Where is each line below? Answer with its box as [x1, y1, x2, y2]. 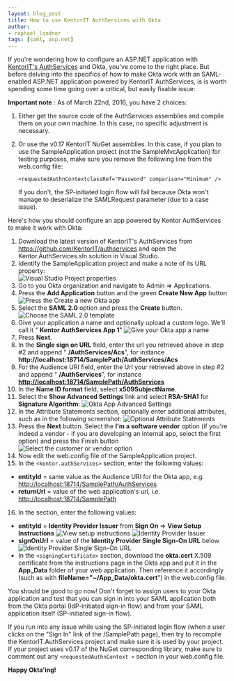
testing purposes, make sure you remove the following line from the [17, 155, 212, 164]
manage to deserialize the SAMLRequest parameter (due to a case [17, 196, 209, 204]
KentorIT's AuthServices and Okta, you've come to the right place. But [8, 63, 210, 71]
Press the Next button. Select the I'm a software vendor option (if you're [17, 422, 228, 430]
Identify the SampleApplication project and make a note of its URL [17, 259, 208, 268]
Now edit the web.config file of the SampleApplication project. [17, 452, 197, 460]
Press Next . [17, 334, 52, 342]
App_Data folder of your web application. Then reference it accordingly [17, 566, 224, 574]
